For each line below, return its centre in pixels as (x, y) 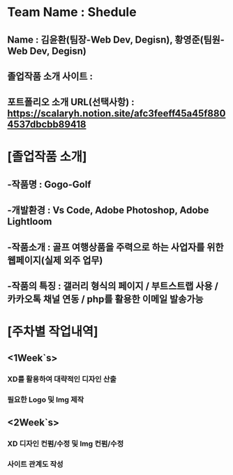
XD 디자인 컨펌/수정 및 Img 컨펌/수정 (66, 444)
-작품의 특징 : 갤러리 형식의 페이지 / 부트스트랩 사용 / (113, 286)
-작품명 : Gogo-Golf (50, 184)
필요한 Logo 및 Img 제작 (46, 400)
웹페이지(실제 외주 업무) (55, 260)
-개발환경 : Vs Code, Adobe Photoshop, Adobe (108, 210)
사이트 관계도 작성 (36, 464)
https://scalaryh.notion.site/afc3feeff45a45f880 (116, 113)
